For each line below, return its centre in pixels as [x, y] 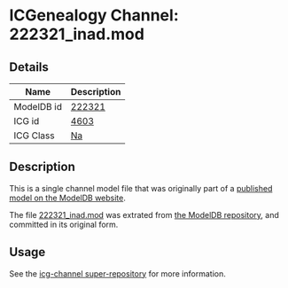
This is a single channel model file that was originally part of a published [141, 188]
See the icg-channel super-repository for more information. [117, 273]
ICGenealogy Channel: [94, 16]
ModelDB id [38, 107]
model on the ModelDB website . [68, 198]
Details [29, 67]
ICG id [27, 121]
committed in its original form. [64, 224]
